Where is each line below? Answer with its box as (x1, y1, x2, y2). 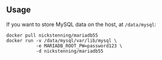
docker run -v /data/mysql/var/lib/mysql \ (6, 37, 117, 44)
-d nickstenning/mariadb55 (36, 48, 104, 54)
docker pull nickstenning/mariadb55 (6, 32, 98, 38)
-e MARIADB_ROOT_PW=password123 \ (36, 43, 122, 49)
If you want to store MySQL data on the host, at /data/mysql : (6, 20, 157, 28)
